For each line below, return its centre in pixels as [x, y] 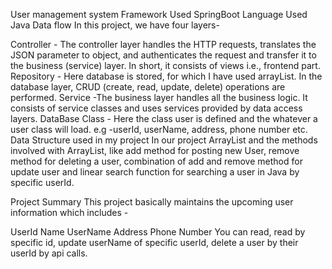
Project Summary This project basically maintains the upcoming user [152, 202]
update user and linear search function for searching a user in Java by [155, 172]
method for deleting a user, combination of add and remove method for [156, 161]
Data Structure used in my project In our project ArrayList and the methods [164, 140]
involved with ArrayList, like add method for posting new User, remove [155, 150]
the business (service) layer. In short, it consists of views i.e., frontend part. [165, 65]
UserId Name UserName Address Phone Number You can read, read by [158, 232]
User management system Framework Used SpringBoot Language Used [159, 14]
